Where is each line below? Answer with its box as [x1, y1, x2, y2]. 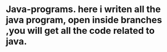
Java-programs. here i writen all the [6, 4, 161, 15]
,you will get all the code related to [6, 25, 155, 36]
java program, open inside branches [6, 14, 162, 26]
